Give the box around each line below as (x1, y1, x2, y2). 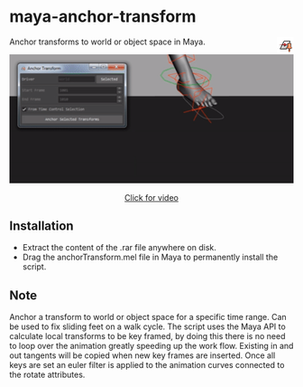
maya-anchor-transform (9, 6, 197, 27)
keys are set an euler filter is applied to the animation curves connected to (9, 360, 285, 371)
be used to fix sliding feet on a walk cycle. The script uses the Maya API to (9, 321, 286, 332)
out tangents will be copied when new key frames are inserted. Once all (9, 350, 276, 361)
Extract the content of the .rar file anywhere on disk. (22, 242, 216, 253)
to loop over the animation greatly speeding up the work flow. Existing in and (9, 341, 294, 352)
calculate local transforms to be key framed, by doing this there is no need (9, 331, 286, 342)
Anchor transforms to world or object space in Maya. (9, 36, 206, 47)
